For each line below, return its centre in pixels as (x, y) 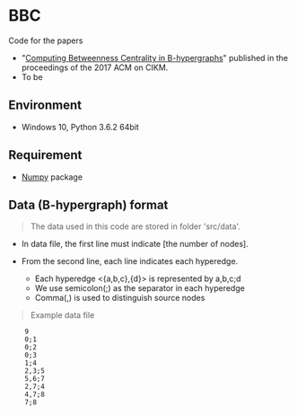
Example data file (62, 315)
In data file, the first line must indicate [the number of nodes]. (135, 244)
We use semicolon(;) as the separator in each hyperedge (140, 288)
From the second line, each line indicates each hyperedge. (130, 261)
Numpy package (52, 177)
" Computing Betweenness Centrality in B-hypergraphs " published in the (155, 57)
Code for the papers (46, 40)
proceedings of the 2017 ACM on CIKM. (95, 67)
